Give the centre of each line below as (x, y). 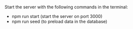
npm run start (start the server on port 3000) (57, 16)
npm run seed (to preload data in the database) (59, 22)
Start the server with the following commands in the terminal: (66, 7)
